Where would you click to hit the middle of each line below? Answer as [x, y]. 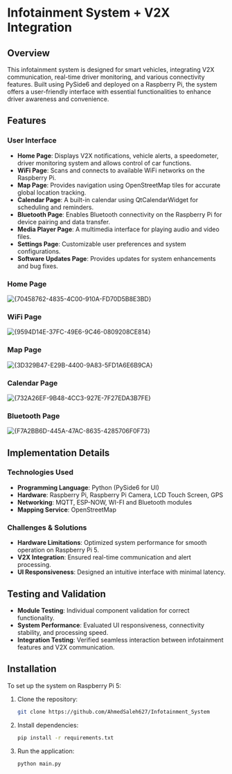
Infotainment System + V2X [89, 13]
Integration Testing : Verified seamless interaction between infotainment [120, 640]
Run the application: [46, 751]
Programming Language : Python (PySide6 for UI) [88, 487]
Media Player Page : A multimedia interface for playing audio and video [118, 229]
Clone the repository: [47, 699]
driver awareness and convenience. [58, 99]
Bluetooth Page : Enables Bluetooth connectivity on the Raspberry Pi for [120, 214]
